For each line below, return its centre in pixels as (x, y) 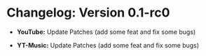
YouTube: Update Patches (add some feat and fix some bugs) (106, 32)
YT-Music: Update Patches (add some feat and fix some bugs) (108, 45)
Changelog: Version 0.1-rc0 (88, 13)
